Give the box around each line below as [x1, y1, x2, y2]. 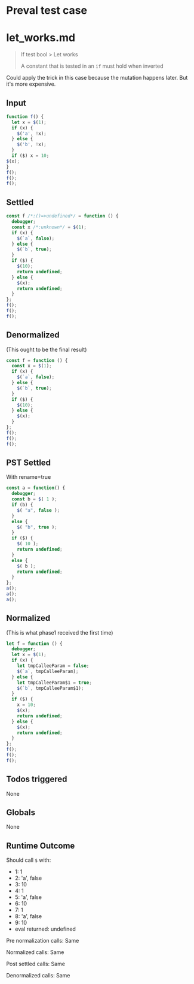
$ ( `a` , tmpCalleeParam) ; [17, 668, 79, 674]
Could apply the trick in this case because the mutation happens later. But [6, 74, 188, 82]
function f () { [6, 113, 44, 120]
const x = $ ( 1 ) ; [11, 363, 52, 369]
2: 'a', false [14, 874, 42, 882]
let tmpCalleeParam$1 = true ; [17, 680, 93, 686]
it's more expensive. [6, 80, 56, 87]
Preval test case [6, 4, 88, 17]
